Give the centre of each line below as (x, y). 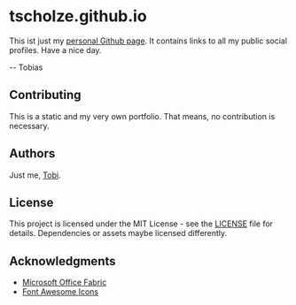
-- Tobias (26, 67)
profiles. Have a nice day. (55, 50)
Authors (32, 153)
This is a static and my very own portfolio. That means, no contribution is (142, 116)
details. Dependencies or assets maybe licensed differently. (118, 233)
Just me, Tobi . (35, 175)
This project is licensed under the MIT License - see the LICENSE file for (141, 224)
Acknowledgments (63, 261)
